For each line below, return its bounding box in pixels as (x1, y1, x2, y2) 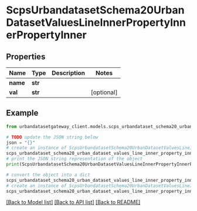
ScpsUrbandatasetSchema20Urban (6, 4, 185, 17)
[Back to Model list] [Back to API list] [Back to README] (6, 199, 141, 206)
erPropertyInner (6, 29, 87, 41)
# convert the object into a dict (6, 172, 91, 178)
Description (52, 69, 85, 77)
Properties (6, 51, 46, 61)
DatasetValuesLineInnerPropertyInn (6, 16, 186, 29)
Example (6, 108, 39, 118)
